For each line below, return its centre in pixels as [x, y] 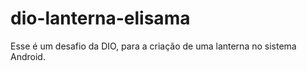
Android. [28, 56]
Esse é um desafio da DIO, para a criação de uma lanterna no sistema [153, 46]
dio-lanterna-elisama [100, 18]
